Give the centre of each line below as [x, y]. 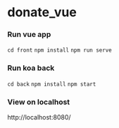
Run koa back [31, 68]
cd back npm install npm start [52, 84]
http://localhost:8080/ [39, 117]
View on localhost [39, 102]
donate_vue [42, 12]
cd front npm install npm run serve [60, 50]
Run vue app [29, 35]
